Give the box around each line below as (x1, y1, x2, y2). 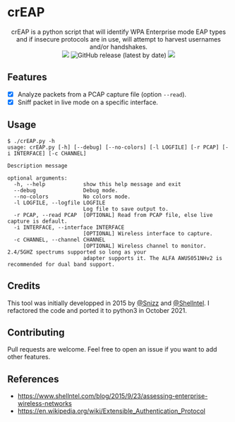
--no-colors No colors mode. (13, 193, 131, 200)
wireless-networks (17, 399, 72, 408)
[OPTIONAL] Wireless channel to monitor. (83, 242, 207, 249)
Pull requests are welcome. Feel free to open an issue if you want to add (7, 345, 217, 354)
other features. (7, 353, 51, 361)
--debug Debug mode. (13, 187, 119, 194)
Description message (7, 162, 68, 169)
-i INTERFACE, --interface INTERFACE (13, 223, 125, 231)
